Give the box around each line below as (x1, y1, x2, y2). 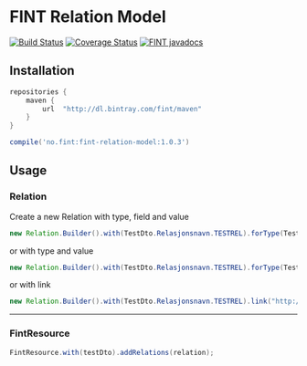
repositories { (9, 87, 68, 97)
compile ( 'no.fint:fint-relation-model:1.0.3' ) (9, 138, 190, 147)
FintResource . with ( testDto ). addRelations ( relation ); (9, 348, 215, 357)
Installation (9, 63, 75, 78)
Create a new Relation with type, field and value (9, 211, 189, 222)
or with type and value (9, 245, 94, 256)
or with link (9, 279, 51, 290)
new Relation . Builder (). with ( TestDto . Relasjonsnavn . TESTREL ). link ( (9, 297, 272, 307)
